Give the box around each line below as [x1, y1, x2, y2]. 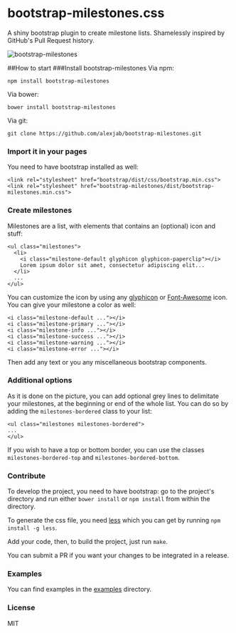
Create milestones [7, 205, 73, 215]
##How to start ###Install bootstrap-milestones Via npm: [7, 63, 174, 72]
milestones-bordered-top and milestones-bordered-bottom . [7, 453, 180, 461]
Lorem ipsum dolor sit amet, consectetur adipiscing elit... [20, 261, 205, 268]
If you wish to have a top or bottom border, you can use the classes [7, 445, 205, 454]
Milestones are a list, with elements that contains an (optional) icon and [7, 221, 215, 230]
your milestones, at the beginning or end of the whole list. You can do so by [7, 399, 229, 407]
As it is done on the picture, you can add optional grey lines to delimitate [7, 392, 219, 400]
